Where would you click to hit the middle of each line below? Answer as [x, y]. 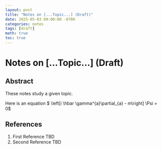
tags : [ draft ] [20, 29]
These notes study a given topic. [39, 93]
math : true [17, 33]
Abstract [19, 81]
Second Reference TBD [37, 142]
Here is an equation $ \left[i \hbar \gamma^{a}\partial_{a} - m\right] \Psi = [81, 103]
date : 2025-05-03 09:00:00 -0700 [40, 19]
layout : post [19, 10]
